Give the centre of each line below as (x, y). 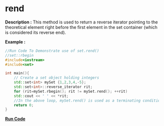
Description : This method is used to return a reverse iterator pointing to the (82, 22)
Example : (15, 42)
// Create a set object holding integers (56, 78)
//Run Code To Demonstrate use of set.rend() (52, 51)
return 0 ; (24, 105)
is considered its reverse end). (36, 32)
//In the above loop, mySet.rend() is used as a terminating (77, 101)
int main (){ (17, 73)
